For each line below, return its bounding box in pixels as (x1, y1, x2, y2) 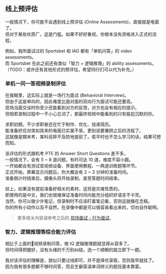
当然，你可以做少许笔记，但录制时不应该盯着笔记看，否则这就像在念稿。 (5, 198, 152, 204)
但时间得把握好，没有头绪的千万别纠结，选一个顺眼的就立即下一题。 (5, 247, 144, 253)
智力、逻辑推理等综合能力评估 (5, 228, 77, 235)
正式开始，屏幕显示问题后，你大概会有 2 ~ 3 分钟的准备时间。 (5, 169, 131, 175)
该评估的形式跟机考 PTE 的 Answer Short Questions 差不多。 (5, 151, 128, 157)
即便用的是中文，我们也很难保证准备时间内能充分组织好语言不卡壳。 (5, 192, 144, 198)
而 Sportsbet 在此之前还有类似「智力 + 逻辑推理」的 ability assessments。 (5, 60, 157, 66)
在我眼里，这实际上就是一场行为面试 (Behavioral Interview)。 (5, 92, 129, 98)
